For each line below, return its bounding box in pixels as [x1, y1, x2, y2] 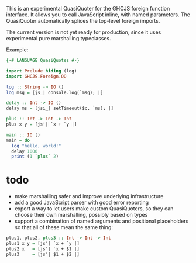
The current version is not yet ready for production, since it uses [6, 29, 161, 36]
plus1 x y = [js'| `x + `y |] [6, 241, 80, 247]
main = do [6, 137, 30, 143]
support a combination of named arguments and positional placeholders [14, 217, 189, 224]
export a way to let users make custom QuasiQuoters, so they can [14, 205, 174, 212]
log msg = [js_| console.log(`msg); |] [6, 89, 104, 95]
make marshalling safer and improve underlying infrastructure [14, 193, 164, 200]
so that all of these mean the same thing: [14, 224, 113, 231]
